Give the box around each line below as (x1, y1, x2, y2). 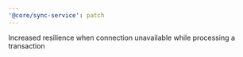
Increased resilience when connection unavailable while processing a (8, 33, 236, 42)
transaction (8, 41, 45, 51)
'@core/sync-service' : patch (8, 11, 105, 20)
